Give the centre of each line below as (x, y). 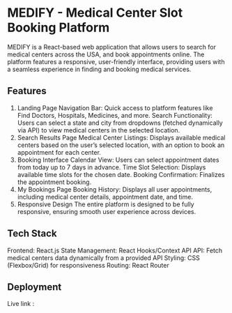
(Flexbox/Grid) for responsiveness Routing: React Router (88, 265)
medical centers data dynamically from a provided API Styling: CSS (103, 258)
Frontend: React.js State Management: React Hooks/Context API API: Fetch (115, 250)
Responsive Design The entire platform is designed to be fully (106, 204)
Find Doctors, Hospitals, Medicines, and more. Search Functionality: (115, 115)
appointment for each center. (59, 152)
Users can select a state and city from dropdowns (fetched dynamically (120, 123)
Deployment (34, 287)
